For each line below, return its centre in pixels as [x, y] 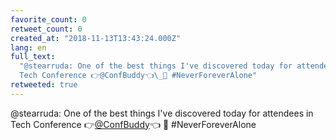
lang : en [28, 47]
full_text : [33, 57]
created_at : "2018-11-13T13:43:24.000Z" [96, 38]
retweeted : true [44, 85]
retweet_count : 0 [46, 29]
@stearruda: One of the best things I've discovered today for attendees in [162, 113]
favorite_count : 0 [48, 19]
